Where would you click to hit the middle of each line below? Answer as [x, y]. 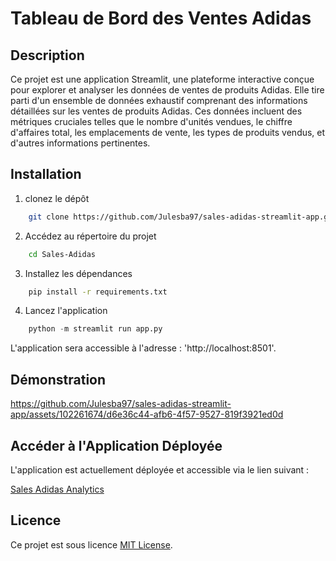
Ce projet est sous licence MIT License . [91, 544]
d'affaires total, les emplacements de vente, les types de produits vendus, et [168, 132]
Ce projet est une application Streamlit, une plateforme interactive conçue [162, 79]
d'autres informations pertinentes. [80, 143]
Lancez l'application [66, 311]
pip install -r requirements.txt [98, 292]
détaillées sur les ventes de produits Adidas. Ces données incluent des [156, 111]
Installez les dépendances [78, 273]
